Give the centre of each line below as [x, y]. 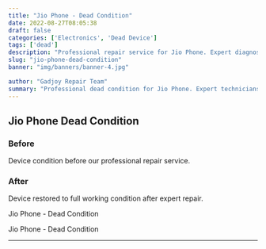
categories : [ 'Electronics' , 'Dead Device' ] [83, 38]
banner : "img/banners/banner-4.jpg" [68, 67]
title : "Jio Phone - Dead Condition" [70, 15]
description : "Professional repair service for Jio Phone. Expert [120, 52]
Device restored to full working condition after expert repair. [106, 198]
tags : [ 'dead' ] [33, 45]
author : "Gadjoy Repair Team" [58, 81]
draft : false [30, 30]
